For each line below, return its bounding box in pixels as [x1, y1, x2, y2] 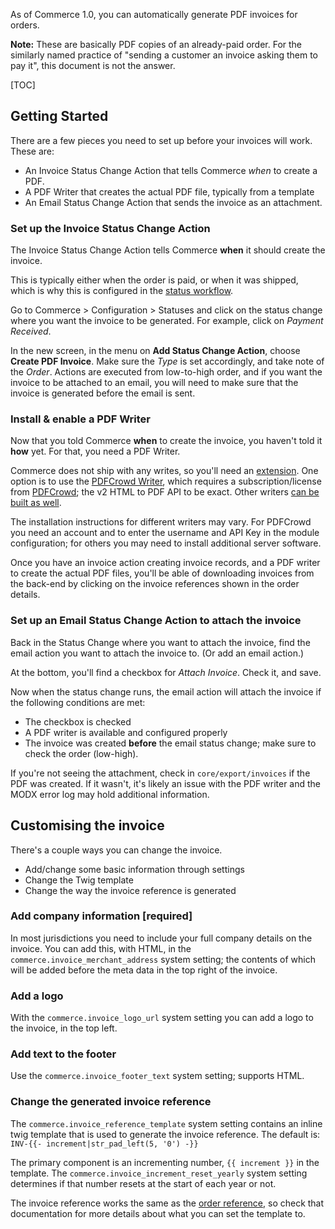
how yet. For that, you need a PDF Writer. [10, 445, 181, 458]
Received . [10, 325, 52, 338]
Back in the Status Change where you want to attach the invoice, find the [10, 636, 311, 648]
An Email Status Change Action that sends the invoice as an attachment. [24, 196, 323, 208]
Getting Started [10, 108, 109, 125]
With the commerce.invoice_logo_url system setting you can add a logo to [10, 1012, 314, 1024]
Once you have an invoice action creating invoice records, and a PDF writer [10, 557, 321, 569]
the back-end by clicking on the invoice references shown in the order [10, 578, 300, 590]
